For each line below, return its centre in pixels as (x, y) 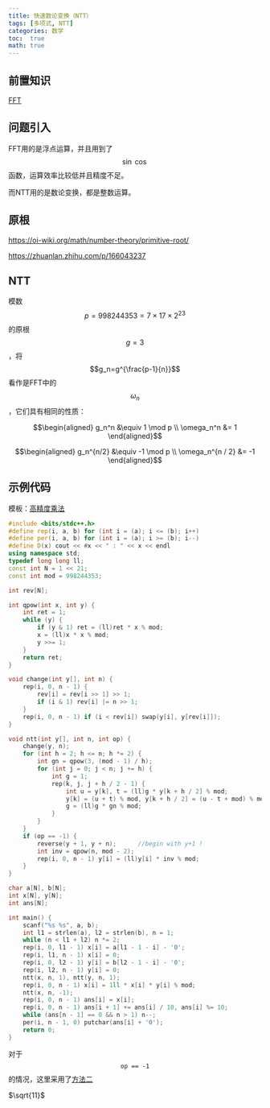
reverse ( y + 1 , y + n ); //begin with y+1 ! (120, 843)
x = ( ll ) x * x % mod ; (74, 635)
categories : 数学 (36, 31)
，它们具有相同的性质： (47, 411)
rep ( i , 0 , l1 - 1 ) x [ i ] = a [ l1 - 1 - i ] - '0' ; (104, 948)
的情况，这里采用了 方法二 (51, 1079)
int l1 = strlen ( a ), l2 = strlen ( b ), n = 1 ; (98, 932)
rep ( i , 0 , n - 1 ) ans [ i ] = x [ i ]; (79, 1000)
